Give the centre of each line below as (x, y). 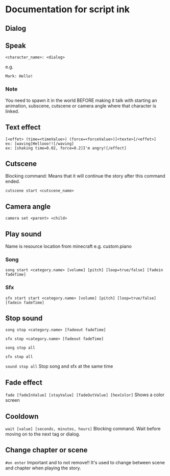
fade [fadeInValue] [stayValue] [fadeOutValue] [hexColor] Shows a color (85, 395)
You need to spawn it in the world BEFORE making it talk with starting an (81, 100)
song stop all (20, 348)
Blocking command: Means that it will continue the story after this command (85, 176)
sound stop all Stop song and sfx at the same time (59, 366)
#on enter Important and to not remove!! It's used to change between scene (85, 462)
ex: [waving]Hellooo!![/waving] (40, 144)
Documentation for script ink (68, 9)
